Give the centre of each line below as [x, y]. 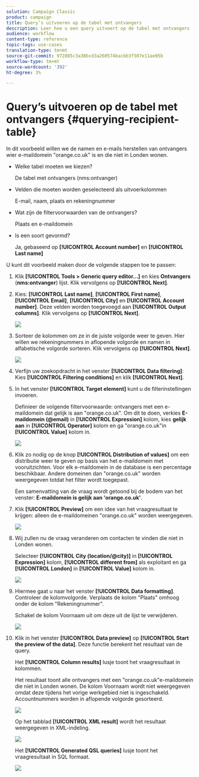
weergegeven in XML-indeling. [52, 728]
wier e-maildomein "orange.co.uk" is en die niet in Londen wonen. [87, 155]
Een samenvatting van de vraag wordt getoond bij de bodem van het [99, 491]
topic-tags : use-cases [34, 45]
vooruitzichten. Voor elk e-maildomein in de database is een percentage [103, 468]
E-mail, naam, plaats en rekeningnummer [65, 201]
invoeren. [26, 395]
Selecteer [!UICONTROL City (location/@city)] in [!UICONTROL [94, 556]
